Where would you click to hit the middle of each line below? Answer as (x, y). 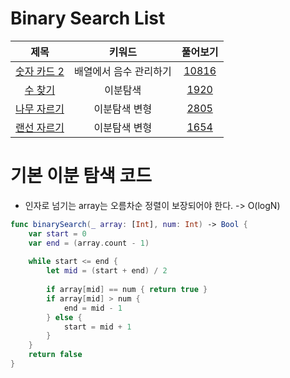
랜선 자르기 (40, 127)
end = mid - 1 (93, 308)
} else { (64, 317)
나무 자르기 (40, 109)
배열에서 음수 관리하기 (122, 71)
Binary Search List (88, 18)
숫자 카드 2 (40, 71)
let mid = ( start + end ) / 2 (107, 271)
